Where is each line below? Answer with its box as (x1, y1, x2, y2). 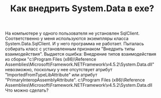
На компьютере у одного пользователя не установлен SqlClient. (5, 30, 140, 37)
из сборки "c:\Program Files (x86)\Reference (5, 57, 96, 62)
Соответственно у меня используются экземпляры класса (5, 36, 129, 41)
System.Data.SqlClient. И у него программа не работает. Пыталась (5, 41, 144, 47)
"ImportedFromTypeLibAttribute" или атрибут (5, 72, 97, 78)
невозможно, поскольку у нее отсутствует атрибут (5, 67, 113, 73)
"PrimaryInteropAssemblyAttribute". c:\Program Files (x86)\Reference (5, 77, 145, 83)
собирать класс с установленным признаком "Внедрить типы (5, 46, 135, 52)
